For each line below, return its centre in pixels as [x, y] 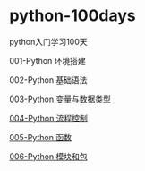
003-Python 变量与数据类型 [60, 99]
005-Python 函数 [40, 137]
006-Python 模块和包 [48, 156]
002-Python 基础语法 [48, 80]
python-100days [72, 16]
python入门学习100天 [48, 41]
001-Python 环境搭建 [48, 60]
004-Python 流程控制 [48, 118]
